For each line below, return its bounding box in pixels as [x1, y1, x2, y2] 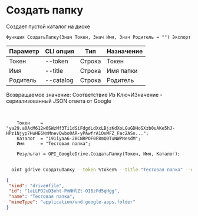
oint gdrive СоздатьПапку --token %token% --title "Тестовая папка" [11, 167, 183, 173]
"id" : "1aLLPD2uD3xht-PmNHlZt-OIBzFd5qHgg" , [8, 188, 120, 194]
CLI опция [45, 47, 75, 55]
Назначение [107, 47, 143, 55]
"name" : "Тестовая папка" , [8, 194, 75, 200]
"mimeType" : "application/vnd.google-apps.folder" [8, 199, 136, 205]
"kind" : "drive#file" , [8, 183, 65, 188]
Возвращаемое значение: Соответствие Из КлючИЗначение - [6, 91, 163, 98]
